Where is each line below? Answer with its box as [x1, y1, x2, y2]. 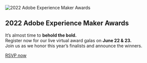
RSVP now [5, 52, 27, 58]
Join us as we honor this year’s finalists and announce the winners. [5, 43, 143, 49]
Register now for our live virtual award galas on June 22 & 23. [5, 37, 132, 43]
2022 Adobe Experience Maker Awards [5, 19, 129, 27]
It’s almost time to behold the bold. [5, 32, 77, 38]
